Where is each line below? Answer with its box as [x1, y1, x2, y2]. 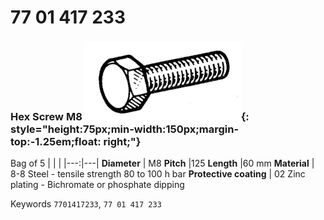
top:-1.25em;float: [10, 135, 102, 149]
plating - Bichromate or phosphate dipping [10, 179, 185, 191]
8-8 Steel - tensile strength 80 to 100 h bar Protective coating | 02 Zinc [10, 168, 306, 180]
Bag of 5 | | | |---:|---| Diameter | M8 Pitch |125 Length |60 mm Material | [10, 157, 315, 170]
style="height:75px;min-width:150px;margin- [10, 122, 240, 136]
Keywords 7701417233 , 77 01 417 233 [10, 198, 162, 210]
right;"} [103, 135, 142, 149]
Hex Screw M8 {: [10, 110, 250, 124]
